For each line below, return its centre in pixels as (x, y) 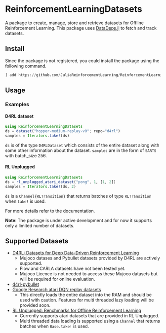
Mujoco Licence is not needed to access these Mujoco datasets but (88, 274)
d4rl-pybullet (26, 284)
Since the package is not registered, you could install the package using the (82, 61)
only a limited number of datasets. (40, 225)
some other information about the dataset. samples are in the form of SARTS (81, 150)
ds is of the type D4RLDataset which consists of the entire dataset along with (82, 145)
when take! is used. (25, 201)
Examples (17, 104)
